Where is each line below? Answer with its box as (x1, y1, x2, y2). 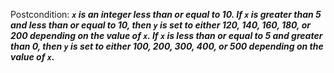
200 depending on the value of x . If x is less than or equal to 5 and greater (10, 30, 323, 41)
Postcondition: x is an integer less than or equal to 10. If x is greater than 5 (10, 9, 322, 20)
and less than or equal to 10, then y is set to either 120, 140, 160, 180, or (10, 19, 311, 31)
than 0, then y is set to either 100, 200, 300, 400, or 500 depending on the (10, 40, 324, 52)
